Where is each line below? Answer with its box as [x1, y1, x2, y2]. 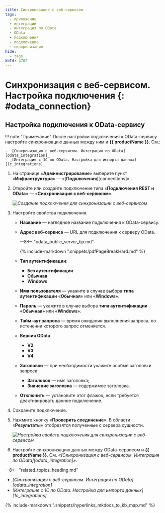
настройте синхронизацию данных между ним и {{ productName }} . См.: [5, 139, 161, 145]
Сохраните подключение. [12, 408, 67, 413]
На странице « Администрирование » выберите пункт [12, 170, 128, 177]
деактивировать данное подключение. [19, 398, 103, 404]
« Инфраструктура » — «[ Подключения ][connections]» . [12, 176, 132, 182]
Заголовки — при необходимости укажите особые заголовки [19, 363, 152, 369]
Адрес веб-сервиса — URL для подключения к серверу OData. [19, 229, 156, 235]
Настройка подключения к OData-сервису [5, 120, 145, 129]
